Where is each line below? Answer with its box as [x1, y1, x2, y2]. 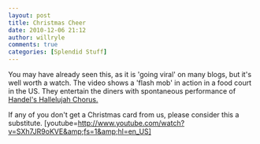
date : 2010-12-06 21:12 [8, 26, 87, 34]
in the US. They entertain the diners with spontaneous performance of [8, 87, 236, 95]
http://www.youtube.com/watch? [77, 119, 185, 127]
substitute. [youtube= [8, 119, 79, 127]
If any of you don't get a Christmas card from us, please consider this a [8, 110, 240, 119]
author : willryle [8, 33, 65, 42]
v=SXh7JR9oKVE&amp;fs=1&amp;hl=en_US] [8, 127, 152, 136]
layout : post [8, 11, 51, 20]
